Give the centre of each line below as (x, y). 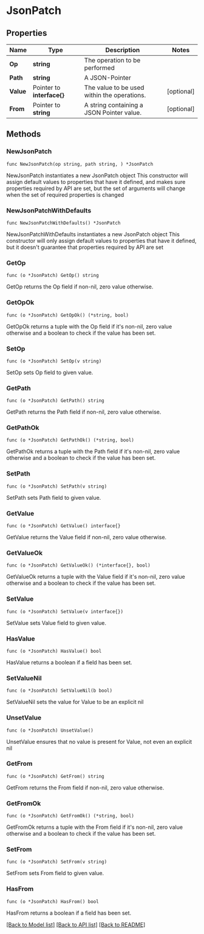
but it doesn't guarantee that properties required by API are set (85, 247)
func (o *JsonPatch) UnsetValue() (50, 730)
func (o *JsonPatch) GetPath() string (55, 401)
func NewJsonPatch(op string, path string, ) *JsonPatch (80, 164)
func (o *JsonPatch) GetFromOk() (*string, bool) (70, 816)
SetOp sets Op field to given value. (50, 372)
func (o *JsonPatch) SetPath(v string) (57, 486)
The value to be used (114, 87)
